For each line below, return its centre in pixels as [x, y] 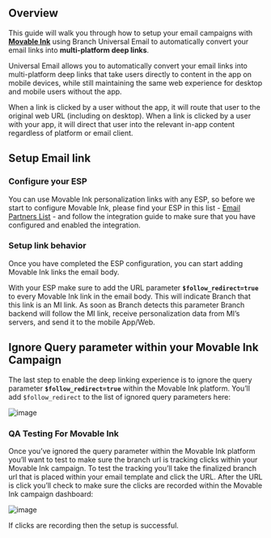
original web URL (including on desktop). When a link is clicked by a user [130, 116]
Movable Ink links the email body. [64, 272]
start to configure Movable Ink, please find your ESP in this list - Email [125, 208]
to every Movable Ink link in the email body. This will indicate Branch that [129, 296]
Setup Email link [50, 158]
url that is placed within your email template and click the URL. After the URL [135, 477]
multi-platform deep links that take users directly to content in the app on [130, 74]
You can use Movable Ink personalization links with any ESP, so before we [132, 199]
